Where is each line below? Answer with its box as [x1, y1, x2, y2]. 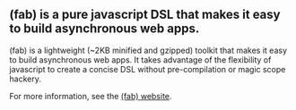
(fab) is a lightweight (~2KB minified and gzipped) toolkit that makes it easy [9, 45, 288, 55]
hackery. [9, 73, 42, 84]
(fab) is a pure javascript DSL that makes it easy [9, 7, 281, 22]
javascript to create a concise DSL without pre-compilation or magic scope [9, 63, 286, 74]
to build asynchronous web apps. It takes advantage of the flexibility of [9, 54, 272, 65]
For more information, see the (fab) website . [9, 90, 172, 101]
